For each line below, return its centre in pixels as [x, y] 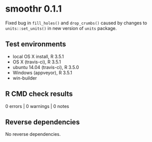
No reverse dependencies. [33, 134]
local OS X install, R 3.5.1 [38, 56]
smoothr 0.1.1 [34, 9]
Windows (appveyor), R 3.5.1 [42, 73]
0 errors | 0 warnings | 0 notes [37, 106]
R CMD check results [39, 94]
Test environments [36, 44]
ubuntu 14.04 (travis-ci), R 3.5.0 [46, 67]
